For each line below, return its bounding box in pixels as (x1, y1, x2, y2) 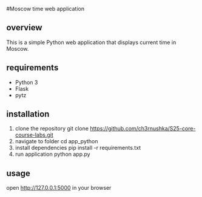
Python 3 (15, 79, 38, 86)
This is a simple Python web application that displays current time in (6, 39, 177, 46)
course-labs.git (15, 131, 53, 138)
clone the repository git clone (15, 125, 89, 132)
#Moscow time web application (6, 5, 85, 12)
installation (6, 109, 50, 120)
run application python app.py (15, 150, 90, 158)
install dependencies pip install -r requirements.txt (15, 144, 141, 152)
